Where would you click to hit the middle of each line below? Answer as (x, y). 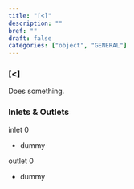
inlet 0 (19, 129)
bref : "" (23, 31)
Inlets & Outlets (39, 112)
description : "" (35, 23)
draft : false (30, 38)
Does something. (37, 91)
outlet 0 (21, 161)
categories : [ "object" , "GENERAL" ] (68, 46)
